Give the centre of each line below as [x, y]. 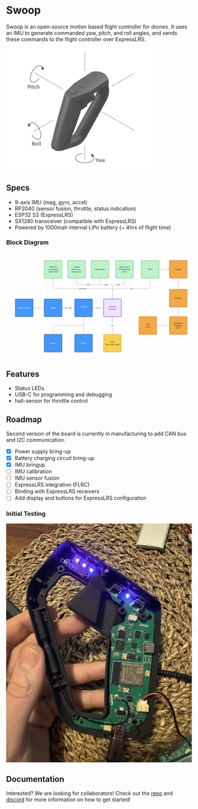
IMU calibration [33, 471]
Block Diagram [27, 242]
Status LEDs [29, 389]
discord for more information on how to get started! [68, 800]
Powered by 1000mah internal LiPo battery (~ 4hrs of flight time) [93, 227]
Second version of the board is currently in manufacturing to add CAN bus [96, 433]
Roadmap [24, 420]
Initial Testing [26, 514]
